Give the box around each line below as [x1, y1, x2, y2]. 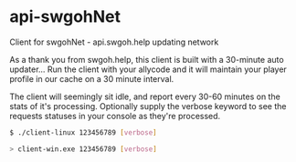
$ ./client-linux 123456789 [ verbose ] [9, 127, 157, 137]
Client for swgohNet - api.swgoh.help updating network [9, 36, 219, 47]
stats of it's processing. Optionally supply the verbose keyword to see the [9, 100, 287, 111]
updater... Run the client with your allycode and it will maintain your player [9, 64, 288, 75]
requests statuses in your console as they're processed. [9, 110, 221, 121]
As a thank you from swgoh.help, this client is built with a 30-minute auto [9, 54, 285, 65]
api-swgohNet [9, 6, 122, 27]
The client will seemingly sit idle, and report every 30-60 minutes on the [9, 91, 280, 102]
